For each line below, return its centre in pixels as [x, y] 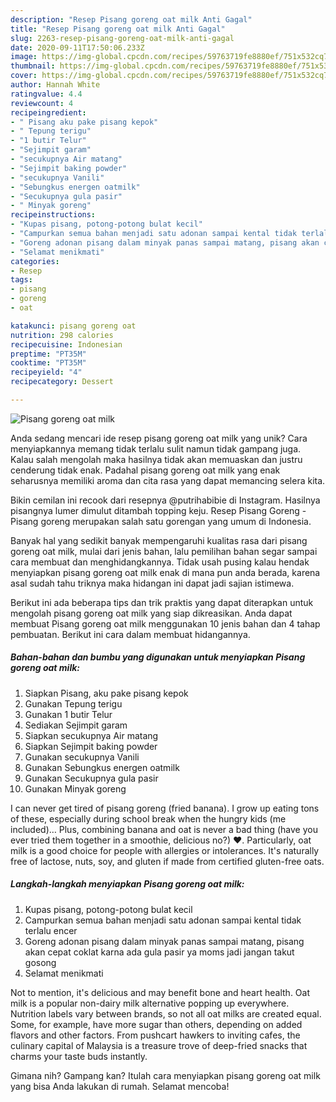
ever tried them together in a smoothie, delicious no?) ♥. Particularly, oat [161, 840]
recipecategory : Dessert [62, 382]
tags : [21, 280]
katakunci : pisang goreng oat [73, 326]
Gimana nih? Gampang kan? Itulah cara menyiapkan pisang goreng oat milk [165, 1075]
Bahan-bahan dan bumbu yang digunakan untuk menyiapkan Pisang [158, 657]
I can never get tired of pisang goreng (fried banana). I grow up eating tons [165, 808]
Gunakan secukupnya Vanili [82, 757]
